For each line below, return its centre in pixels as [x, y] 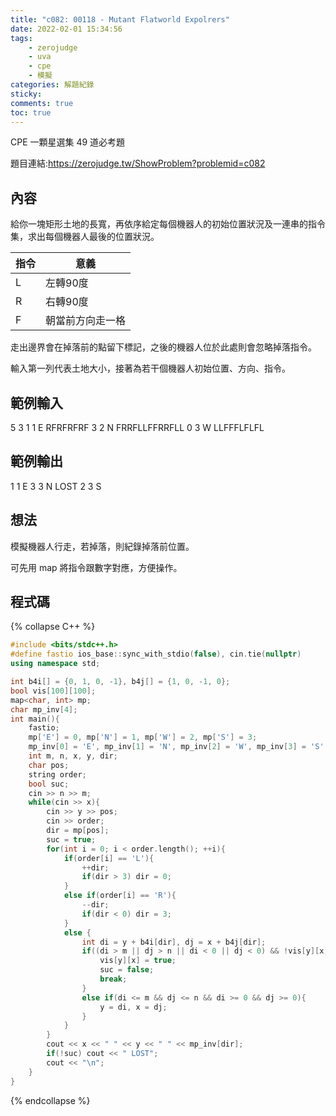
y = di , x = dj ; [133, 1007]
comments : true [42, 103]
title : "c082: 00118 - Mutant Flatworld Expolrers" [120, 19]
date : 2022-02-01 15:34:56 [66, 29]
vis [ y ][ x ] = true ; [138, 961]
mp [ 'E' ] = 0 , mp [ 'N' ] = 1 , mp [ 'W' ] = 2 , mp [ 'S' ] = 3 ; [143, 737]
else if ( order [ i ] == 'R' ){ [120, 896]
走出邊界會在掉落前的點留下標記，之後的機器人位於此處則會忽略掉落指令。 [163, 347]
